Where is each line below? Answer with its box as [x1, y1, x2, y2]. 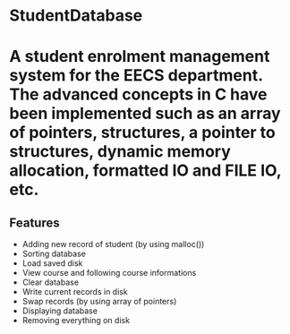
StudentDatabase [9, 5, 143, 26]
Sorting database [21, 248, 87, 260]
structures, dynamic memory [9, 141, 231, 162]
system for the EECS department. [9, 65, 263, 86]
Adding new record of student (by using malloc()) [21, 239, 205, 250]
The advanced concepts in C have [9, 84, 268, 105]
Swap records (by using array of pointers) [21, 296, 177, 307]
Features [9, 215, 60, 230]
